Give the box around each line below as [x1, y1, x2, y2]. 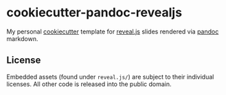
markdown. [6, 34, 38, 42]
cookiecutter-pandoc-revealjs [6, 5, 183, 21]
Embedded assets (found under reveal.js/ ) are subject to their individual [6, 72, 214, 81]
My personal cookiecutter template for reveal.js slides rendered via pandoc [6, 27, 219, 36]
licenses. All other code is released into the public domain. [6, 80, 172, 88]
